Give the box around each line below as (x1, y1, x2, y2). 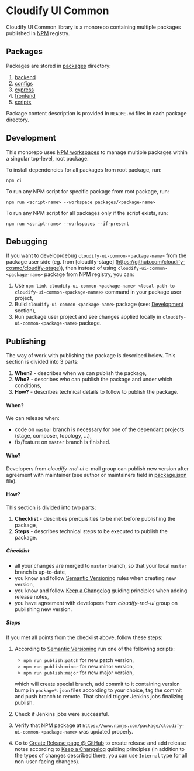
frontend (14, 92, 36, 99)
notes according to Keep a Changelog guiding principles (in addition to (14, 745, 185, 752)
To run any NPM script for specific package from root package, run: (6, 187, 169, 195)
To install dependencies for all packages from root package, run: (6, 166, 162, 173)
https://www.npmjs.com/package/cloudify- (82, 722, 185, 729)
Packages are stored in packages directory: (6, 62, 111, 69)
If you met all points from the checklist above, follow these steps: (6, 634, 162, 641)
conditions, (14, 382, 42, 389)
